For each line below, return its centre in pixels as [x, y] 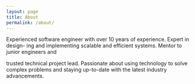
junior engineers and [32, 52]
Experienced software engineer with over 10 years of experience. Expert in [97, 40]
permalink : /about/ [30, 22]
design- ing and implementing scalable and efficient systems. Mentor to [94, 46]
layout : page [22, 12]
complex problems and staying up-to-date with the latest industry [87, 70]
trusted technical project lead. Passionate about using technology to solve [97, 63]
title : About [22, 17]
